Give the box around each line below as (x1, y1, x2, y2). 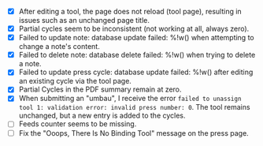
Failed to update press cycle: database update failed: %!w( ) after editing (18, 67, 254, 77)
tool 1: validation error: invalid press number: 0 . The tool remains (18, 103, 250, 112)
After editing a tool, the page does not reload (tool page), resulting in (18, 7, 242, 16)
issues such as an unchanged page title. (18, 16, 150, 25)
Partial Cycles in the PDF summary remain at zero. (18, 84, 182, 94)
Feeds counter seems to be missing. (18, 119, 137, 129)
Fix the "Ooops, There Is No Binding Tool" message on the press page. (18, 128, 249, 137)
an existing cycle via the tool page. (18, 77, 131, 86)
